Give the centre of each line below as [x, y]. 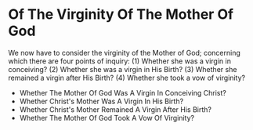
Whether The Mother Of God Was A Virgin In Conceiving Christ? [123, 92]
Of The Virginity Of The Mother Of [121, 14]
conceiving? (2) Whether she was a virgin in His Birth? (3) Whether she [123, 69]
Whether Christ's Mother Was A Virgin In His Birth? [101, 101]
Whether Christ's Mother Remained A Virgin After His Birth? [115, 109]
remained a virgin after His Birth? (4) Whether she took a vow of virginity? [127, 78]
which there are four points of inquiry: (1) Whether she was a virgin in [119, 61]
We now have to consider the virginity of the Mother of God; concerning [124, 52]
